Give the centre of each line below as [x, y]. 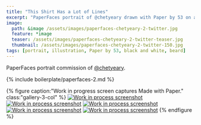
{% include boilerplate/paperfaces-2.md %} [60, 79]
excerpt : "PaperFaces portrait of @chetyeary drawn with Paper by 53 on [99, 17]
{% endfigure [176, 110]
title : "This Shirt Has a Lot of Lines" [57, 12]
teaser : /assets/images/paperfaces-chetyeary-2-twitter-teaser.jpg [98, 39]
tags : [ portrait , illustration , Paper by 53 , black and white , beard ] [96, 51]
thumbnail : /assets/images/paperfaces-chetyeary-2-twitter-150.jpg [98, 45]
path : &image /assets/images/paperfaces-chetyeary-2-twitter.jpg [95, 28]
